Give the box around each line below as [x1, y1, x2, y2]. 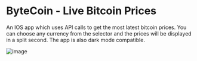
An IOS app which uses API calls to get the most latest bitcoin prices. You [6, 24, 187, 31]
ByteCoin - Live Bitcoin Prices [6, 4, 157, 18]
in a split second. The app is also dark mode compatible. [6, 36, 145, 43]
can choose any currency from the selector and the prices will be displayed [6, 30, 192, 37]
